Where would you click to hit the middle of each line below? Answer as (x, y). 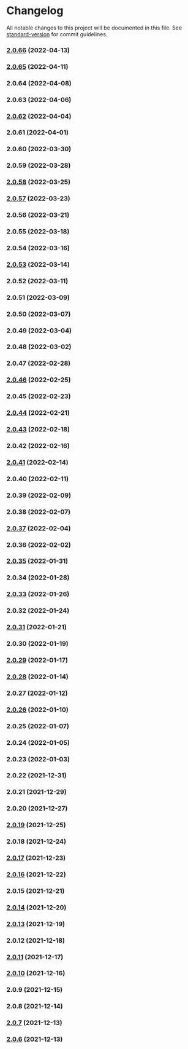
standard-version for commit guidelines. (57, 34)
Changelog (35, 11)
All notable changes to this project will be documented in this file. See (94, 28)
